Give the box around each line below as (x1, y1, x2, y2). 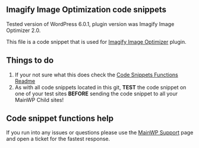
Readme (14, 77, 36, 85)
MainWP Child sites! (14, 96, 64, 103)
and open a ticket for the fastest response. (6, 136, 110, 143)
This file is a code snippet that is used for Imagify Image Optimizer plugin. (6, 38, 187, 45)
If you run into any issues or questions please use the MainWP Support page (6, 129, 194, 136)
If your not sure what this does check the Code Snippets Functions (14, 71, 178, 78)
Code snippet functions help (6, 114, 114, 124)
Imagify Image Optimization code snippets (6, 5, 167, 15)
